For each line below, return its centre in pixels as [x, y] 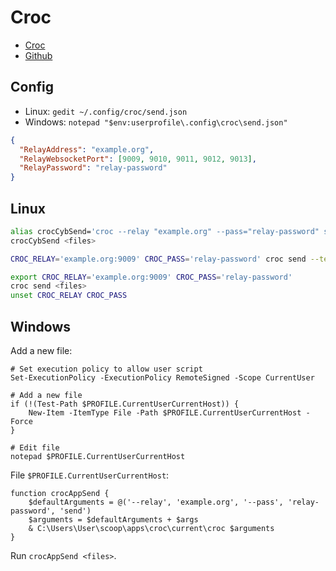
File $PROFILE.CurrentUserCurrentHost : [90, 475]
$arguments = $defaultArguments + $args [113, 520]
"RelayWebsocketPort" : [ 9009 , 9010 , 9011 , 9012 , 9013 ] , [138, 159]
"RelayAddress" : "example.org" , [87, 149]
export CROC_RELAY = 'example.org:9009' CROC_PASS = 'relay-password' [151, 277]
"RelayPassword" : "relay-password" [93, 168]
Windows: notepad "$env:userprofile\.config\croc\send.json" [156, 122]
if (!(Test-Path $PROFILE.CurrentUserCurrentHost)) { [125, 404]
